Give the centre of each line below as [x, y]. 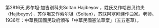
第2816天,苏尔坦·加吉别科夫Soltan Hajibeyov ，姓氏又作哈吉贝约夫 [75, 7]
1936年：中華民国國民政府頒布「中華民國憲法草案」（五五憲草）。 [73, 20]
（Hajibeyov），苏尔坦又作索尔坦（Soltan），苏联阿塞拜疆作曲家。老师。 [81, 14]
